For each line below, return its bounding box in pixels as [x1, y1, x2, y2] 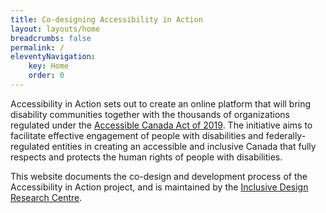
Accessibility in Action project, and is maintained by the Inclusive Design [10, 181, 309, 193]
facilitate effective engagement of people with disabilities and [10, 129, 264, 141]
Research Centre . [10, 191, 83, 203]
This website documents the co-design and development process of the [10, 170, 308, 182]
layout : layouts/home [10, 24, 101, 34]
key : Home [28, 61, 70, 71]
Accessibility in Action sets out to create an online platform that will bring [10, 97, 312, 110]
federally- [265, 129, 307, 141]
